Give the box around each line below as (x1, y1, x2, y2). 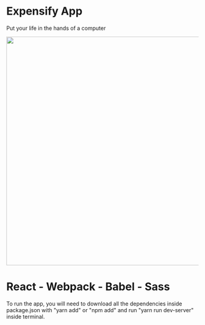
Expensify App (6, 4, 83, 18)
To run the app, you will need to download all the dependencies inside (6, 300, 182, 307)
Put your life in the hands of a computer (6, 24, 106, 32)
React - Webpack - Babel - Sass (6, 280, 170, 294)
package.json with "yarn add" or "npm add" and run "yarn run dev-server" (6, 306, 194, 313)
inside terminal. (6, 313, 45, 320)
